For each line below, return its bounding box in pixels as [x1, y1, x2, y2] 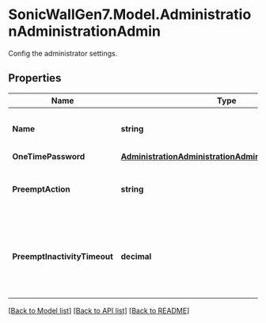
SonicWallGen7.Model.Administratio [8, 6, 252, 24]
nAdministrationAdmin [8, 22, 161, 40]
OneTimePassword [12, 150, 85, 161]
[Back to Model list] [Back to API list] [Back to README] [8, 306, 190, 315]
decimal [120, 251, 152, 262]
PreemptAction [12, 184, 71, 195]
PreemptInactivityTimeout [12, 251, 113, 262]
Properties [8, 71, 62, 85]
